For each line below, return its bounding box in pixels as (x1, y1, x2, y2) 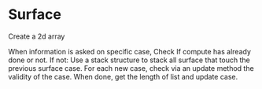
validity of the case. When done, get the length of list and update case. (8, 72, 238, 81)
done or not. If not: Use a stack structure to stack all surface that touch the (8, 55, 250, 65)
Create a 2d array (8, 32, 65, 41)
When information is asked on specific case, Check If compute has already (8, 46, 252, 56)
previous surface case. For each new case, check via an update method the (8, 63, 254, 72)
